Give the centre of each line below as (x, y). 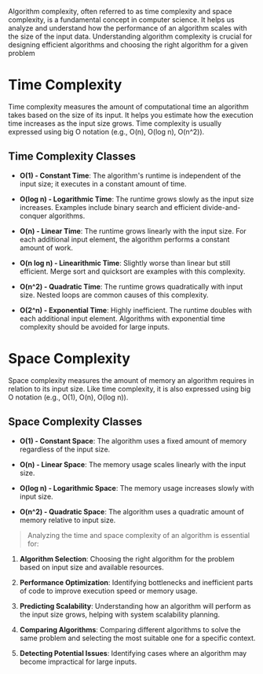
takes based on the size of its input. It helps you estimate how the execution (131, 115)
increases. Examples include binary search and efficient (110, 207)
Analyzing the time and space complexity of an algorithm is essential (138, 535)
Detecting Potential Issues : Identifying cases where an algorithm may (133, 653)
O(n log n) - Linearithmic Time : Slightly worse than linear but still (125, 263)
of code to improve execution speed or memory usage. (108, 591)
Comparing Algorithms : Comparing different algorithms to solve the (130, 629)
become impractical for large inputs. (78, 661)
